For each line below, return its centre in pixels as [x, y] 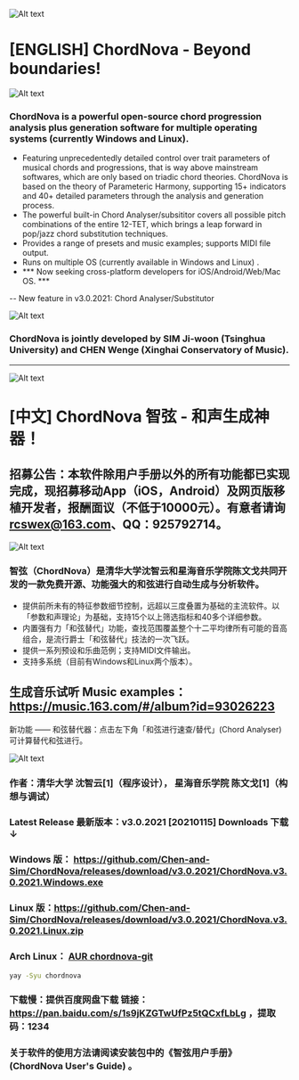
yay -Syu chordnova [45, 976]
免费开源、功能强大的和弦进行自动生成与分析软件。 [155, 585]
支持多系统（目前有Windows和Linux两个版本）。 [109, 661]
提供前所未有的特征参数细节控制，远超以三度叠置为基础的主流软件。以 [151, 605]
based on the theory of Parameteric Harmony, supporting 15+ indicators [154, 186]
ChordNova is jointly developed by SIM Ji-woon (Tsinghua [137, 339]
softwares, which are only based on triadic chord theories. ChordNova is [155, 177]
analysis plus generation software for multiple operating [133, 127]
